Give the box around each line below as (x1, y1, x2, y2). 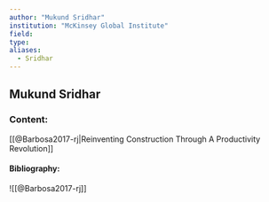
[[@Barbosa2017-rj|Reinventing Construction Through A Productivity (9, 134, 261, 144)
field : (9, 29, 34, 38)
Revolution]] (9, 143, 54, 153)
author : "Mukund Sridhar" (9, 12, 105, 22)
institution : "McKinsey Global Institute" (9, 21, 169, 30)
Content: (9, 113, 49, 126)
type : (9, 37, 29, 47)
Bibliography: (9, 163, 60, 174)
